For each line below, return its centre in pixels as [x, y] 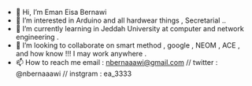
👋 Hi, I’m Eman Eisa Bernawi [61, 12]
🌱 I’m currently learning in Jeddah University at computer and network [130, 29]
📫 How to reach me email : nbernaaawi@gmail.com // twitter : [117, 62]
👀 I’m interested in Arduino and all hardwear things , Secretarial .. [121, 20]
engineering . [37, 37]
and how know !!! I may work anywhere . [81, 54]
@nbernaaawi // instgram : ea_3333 [74, 73]
